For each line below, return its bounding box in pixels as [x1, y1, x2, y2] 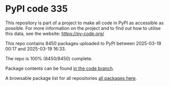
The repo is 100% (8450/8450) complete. [5, 55, 93, 61]
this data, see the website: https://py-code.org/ [5, 30, 104, 36]
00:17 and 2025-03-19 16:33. [5, 46, 66, 52]
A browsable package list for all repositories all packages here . [5, 75, 137, 81]
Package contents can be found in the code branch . [5, 65, 115, 71]
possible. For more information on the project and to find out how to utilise [5, 25, 161, 31]
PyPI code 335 [5, 3, 68, 15]
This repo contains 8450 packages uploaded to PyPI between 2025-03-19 [5, 40, 161, 46]
